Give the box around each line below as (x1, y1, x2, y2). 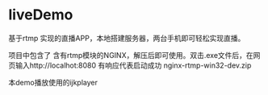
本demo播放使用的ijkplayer (8, 77, 98, 87)
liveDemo (8, 6, 73, 24)
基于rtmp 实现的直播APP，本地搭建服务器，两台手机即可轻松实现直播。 (8, 33, 245, 43)
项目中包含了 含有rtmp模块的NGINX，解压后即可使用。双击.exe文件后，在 (8, 50, 254, 60)
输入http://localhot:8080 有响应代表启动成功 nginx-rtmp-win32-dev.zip (15, 60, 252, 70)
